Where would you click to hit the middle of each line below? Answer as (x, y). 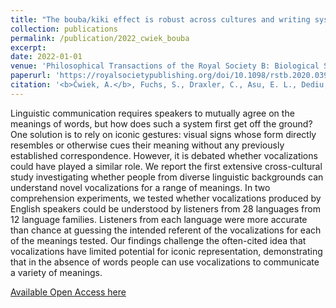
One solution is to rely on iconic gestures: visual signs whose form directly (163, 134)
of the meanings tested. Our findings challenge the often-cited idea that (158, 240)
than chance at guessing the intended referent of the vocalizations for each (166, 230)
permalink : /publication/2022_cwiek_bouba (100, 38)
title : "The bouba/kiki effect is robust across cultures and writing (160, 19)
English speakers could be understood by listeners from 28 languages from (165, 208)
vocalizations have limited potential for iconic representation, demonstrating (166, 251)
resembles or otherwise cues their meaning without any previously (147, 145)
